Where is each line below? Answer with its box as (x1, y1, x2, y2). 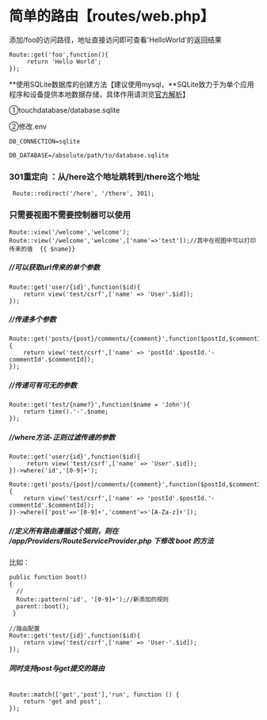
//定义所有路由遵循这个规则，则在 (9, 527, 119, 535)
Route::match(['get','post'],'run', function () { (9, 691, 180, 699)
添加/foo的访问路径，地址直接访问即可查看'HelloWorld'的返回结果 (9, 35, 222, 44)
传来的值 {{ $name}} (9, 245, 76, 253)
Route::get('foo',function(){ (9, 51, 109, 59)
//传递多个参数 (9, 315, 56, 324)
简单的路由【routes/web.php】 (9, 7, 215, 25)
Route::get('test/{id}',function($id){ (9, 632, 141, 640)
